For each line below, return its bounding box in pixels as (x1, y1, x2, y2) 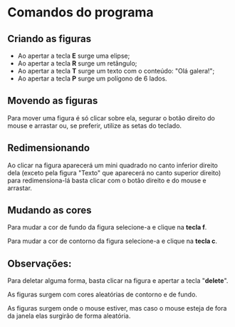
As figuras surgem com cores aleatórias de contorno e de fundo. (7, 290, 198, 299)
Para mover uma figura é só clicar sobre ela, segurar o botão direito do (7, 113, 215, 122)
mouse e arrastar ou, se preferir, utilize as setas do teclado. (7, 121, 182, 130)
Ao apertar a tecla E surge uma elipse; (17, 51, 130, 60)
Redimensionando (7, 142, 90, 154)
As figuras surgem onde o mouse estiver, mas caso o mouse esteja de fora (7, 304, 227, 313)
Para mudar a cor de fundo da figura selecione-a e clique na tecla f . (7, 223, 207, 232)
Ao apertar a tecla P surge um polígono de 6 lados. (17, 74, 167, 83)
